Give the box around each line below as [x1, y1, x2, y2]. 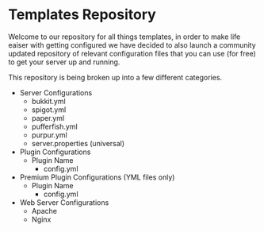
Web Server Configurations [19, 197, 109, 207]
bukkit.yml [31, 96, 66, 106]
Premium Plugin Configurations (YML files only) [19, 172, 175, 182]
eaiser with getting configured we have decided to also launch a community [8, 40, 256, 49]
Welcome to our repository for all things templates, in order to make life [8, 32, 241, 41]
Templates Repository [8, 6, 156, 24]
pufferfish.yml [31, 122, 78, 131]
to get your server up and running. [8, 57, 121, 67]
